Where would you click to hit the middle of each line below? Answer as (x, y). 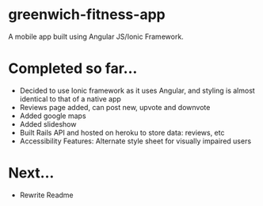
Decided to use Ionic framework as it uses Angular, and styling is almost (137, 90)
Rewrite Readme (46, 195)
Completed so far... (73, 69)
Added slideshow (48, 124)
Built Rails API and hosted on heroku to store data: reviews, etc (122, 132)
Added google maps (53, 116)
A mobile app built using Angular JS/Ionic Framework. (96, 36)
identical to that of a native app (70, 99)
